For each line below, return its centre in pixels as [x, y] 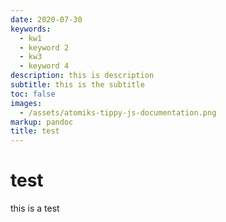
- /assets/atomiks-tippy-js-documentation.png [118, 112]
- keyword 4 [44, 66]
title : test [35, 131]
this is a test [35, 208]
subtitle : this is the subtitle [77, 85]
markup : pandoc [42, 122]
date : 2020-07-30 [46, 19]
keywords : [31, 29]
